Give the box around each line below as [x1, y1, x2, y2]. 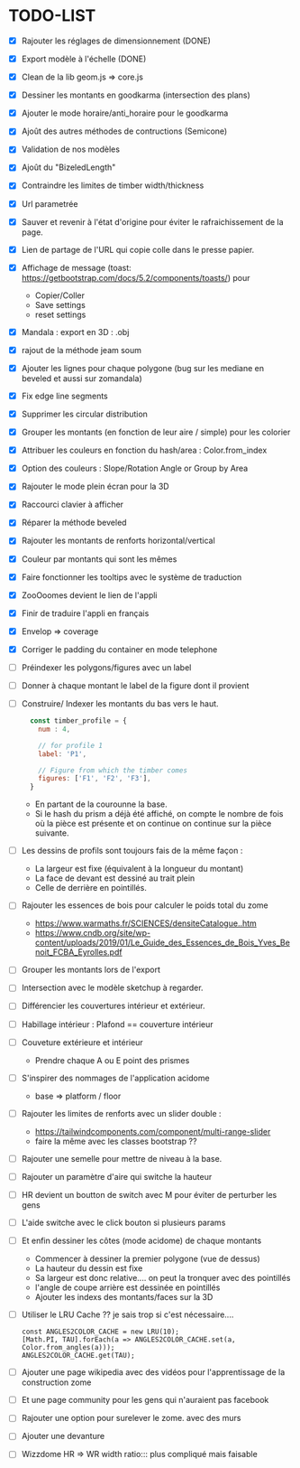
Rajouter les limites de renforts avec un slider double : [21, 1108, 222, 1118]
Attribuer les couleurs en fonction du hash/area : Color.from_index [21, 444, 268, 456]
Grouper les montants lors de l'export [21, 964, 161, 976]
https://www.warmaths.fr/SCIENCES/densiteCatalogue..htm [34, 918, 258, 929]
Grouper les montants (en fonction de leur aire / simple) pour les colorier [21, 426, 291, 438]
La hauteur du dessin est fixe [34, 1263, 143, 1274]
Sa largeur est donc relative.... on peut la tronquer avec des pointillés [34, 1273, 291, 1284]
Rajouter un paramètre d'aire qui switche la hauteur [21, 1171, 213, 1182]
